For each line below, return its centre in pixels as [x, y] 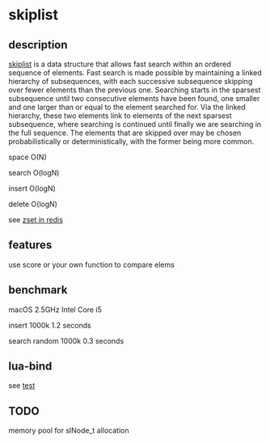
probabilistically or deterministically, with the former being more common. [131, 141]
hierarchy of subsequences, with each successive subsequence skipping [131, 81]
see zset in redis [36, 219]
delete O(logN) [33, 204]
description [38, 45]
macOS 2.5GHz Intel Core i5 [55, 310]
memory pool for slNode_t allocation [69, 431]
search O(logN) [34, 173]
